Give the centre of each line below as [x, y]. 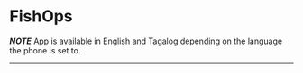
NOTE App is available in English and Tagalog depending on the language [146, 41]
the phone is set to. [45, 50]
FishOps [41, 16]
